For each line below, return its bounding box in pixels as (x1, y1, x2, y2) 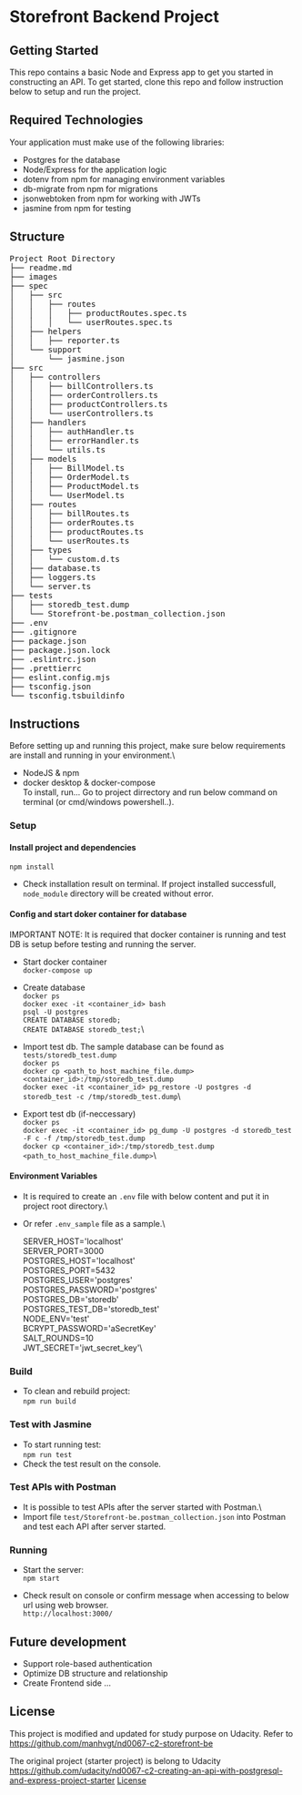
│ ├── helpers (9, 326, 82, 336)
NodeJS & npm (22, 768, 80, 779)
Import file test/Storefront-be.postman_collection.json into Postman (22, 1511, 287, 1522)
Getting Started (9, 43, 99, 58)
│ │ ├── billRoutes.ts (9, 508, 130, 518)
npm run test (22, 1450, 73, 1459)
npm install (9, 862, 55, 872)
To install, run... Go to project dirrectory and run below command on (22, 787, 277, 798)
